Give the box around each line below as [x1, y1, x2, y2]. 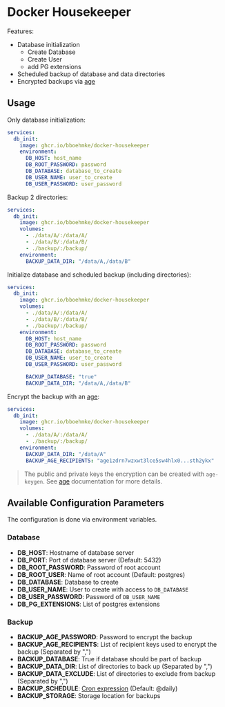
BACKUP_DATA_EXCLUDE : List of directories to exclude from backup [17, 669, 216, 678]
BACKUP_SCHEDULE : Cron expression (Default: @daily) [17, 684, 178, 692]
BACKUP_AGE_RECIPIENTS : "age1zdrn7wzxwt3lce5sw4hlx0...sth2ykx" [25, 457, 215, 464]
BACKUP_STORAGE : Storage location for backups [17, 691, 161, 699]
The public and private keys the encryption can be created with [23, 470, 205, 478]
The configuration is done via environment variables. [7, 515, 157, 524]
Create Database [27, 48, 76, 56]
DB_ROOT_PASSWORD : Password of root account [17, 563, 161, 571]
